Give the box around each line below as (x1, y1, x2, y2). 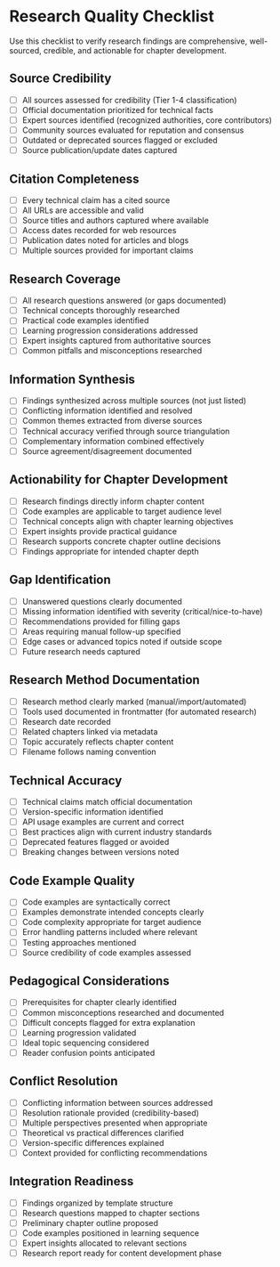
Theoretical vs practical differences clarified (21, 1127, 185, 1138)
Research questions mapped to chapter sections (21, 1207, 200, 1218)
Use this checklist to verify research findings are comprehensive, (9, 36, 248, 46)
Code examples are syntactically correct (21, 897, 171, 907)
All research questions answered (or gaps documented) (21, 296, 227, 306)
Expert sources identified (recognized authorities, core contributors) (21, 114, 273, 126)
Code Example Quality (9, 873, 135, 888)
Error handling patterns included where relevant (21, 927, 198, 938)
